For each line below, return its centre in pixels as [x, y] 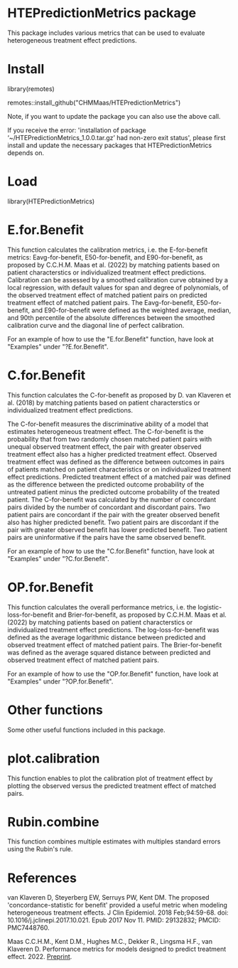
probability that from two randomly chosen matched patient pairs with [109, 439]
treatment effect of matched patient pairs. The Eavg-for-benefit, [101, 302]
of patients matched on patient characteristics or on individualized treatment [119, 469]
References [42, 878]
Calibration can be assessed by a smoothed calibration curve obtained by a [118, 280]
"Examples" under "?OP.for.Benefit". [60, 681]
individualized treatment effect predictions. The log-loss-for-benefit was [113, 629]
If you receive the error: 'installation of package [77, 130]
